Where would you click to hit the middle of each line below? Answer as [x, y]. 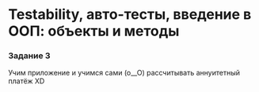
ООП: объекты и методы [94, 31]
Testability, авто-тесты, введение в [130, 15]
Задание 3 [29, 56]
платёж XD [27, 81]
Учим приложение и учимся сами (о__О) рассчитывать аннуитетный [124, 73]
